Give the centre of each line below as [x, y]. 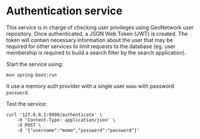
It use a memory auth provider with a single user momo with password [90, 86]
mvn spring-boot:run [32, 75]
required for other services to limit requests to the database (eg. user [91, 46]
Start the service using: [35, 64]
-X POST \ [29, 125]
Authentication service [64, 11]
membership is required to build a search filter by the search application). [96, 52]
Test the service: [27, 104]
